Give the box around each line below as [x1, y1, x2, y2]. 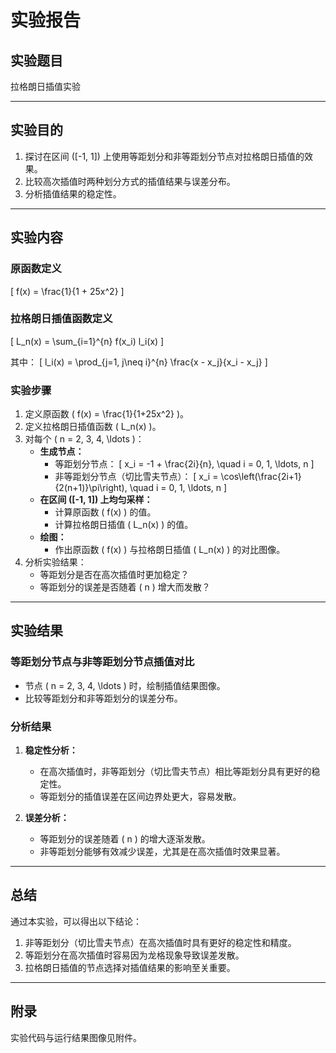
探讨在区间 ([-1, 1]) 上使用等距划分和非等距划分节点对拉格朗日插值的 [24, 150, 305, 162]
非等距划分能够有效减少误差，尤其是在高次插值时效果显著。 [39, 846, 286, 858]
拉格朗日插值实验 [10, 81, 81, 92]
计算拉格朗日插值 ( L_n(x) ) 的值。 [54, 519, 194, 531]
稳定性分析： [24, 744, 78, 756]
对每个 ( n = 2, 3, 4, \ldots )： [24, 433, 145, 445]
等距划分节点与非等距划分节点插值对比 [10, 655, 195, 669]
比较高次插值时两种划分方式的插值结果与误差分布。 [24, 175, 236, 187]
